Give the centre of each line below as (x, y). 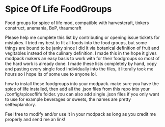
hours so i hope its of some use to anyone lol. (51, 74)
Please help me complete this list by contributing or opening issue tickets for (82, 37)
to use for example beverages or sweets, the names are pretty (68, 99)
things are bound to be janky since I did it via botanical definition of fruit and (82, 48)
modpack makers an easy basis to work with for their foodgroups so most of (82, 58)
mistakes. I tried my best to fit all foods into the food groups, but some (76, 42)
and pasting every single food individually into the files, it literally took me (79, 69)
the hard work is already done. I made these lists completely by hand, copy (81, 63)
